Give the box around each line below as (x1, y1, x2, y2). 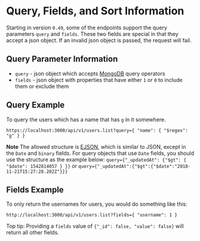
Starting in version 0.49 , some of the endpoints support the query (6, 24, 167, 31)
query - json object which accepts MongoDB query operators (14, 70, 165, 77)
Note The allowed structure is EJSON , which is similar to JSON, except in (6, 143, 186, 150)
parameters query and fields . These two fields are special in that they (6, 30, 179, 37)
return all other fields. (6, 229, 60, 236)
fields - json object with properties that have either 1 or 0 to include (14, 76, 183, 83)
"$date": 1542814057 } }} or (6, 162, 78, 169)
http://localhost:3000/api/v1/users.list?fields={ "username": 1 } (6, 212, 178, 218)
